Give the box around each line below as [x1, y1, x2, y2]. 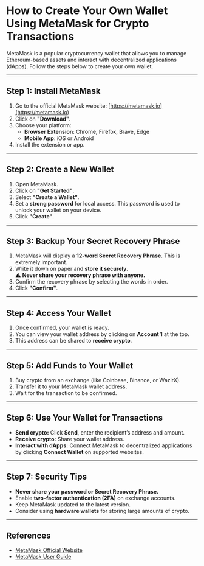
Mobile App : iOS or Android [24, 135, 94, 142]
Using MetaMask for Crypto [6, 16, 149, 30]
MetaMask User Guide [15, 553, 72, 561]
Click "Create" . [15, 212, 55, 220]
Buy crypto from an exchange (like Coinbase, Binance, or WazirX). [15, 377, 181, 383]
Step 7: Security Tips [6, 472, 87, 482]
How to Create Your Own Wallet [6, 4, 168, 18]
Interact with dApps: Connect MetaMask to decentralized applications [15, 442, 192, 449]
